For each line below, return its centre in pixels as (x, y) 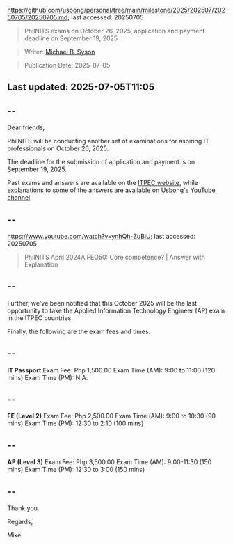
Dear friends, (26, 127)
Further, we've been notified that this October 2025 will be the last (102, 303)
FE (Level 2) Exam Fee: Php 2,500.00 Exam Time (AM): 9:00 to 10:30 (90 (112, 416)
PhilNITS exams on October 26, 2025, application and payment (114, 31)
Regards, (20, 522)
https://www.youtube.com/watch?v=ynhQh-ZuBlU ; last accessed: (102, 237)
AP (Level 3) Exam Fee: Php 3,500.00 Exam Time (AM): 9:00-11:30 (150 (110, 462)
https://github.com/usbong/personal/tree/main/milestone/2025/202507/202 (116, 10)
